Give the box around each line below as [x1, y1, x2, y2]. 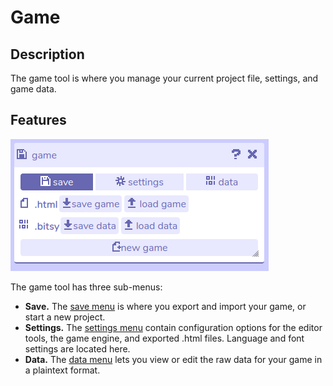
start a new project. [24, 311, 106, 323]
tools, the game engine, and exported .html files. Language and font [24, 332, 305, 344]
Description [10, 46, 85, 63]
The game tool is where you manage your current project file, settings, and [10, 72, 319, 84]
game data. [10, 83, 57, 95]
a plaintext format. [24, 364, 101, 376]
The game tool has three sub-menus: [10, 281, 163, 293]
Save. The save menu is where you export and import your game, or [24, 300, 307, 312]
